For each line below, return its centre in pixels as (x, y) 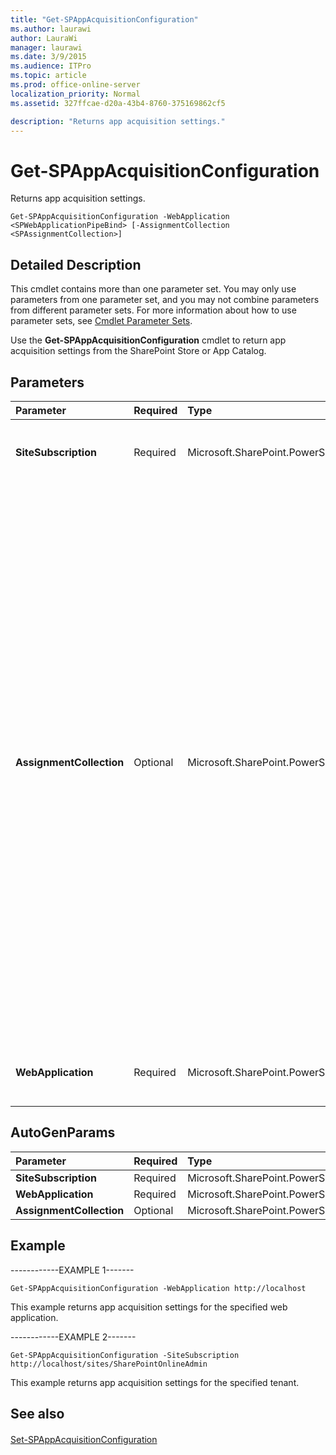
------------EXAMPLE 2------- (73, 1337)
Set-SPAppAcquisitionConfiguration (84, 1439)
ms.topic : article (48, 76)
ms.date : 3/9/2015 (48, 57)
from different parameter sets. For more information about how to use (153, 310)
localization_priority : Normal (75, 94)
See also (37, 1413)
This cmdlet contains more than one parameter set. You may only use (153, 289)
